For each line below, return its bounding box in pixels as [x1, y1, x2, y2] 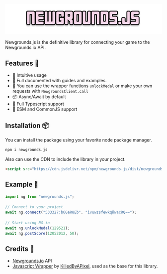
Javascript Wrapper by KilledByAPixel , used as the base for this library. [12, 263, 158, 269]
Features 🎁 [5, 59, 39, 67]
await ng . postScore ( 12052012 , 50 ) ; [5, 231, 79, 236]
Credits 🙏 [5, 245, 35, 253]
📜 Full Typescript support [12, 101, 65, 107]
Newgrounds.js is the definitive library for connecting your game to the [5, 39, 150, 45]
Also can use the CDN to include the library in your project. [5, 156, 126, 162]
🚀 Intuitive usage [12, 72, 47, 78]
